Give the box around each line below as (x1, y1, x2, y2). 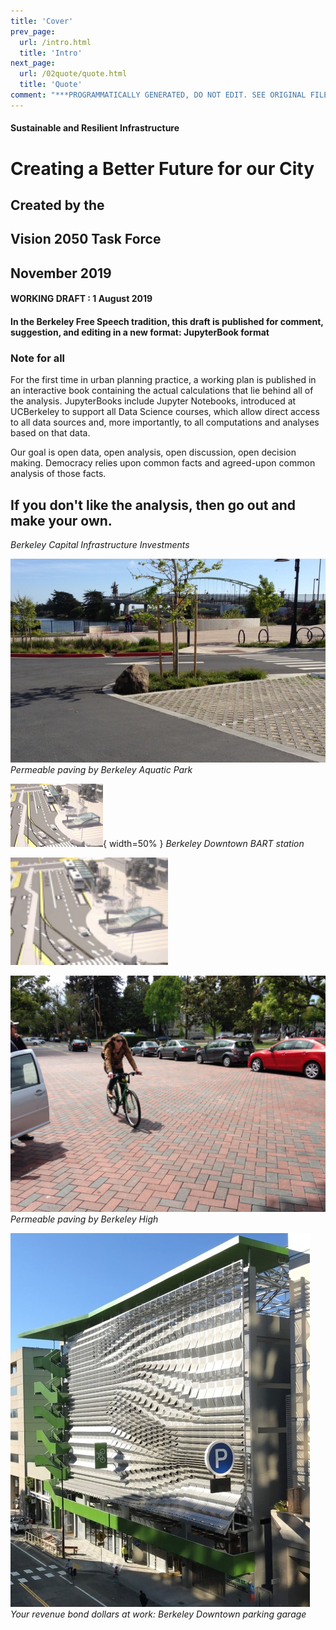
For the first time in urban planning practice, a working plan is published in (10, 374, 317, 386)
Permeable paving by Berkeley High (10, 1213, 159, 1225)
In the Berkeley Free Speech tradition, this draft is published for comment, (10, 315, 324, 327)
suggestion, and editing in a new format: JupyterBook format (10, 326, 270, 338)
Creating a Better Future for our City (10, 157, 315, 180)
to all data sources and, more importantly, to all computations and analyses (10, 416, 320, 429)
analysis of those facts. (10, 468, 107, 480)
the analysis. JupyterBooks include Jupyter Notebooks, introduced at (10, 395, 297, 407)
